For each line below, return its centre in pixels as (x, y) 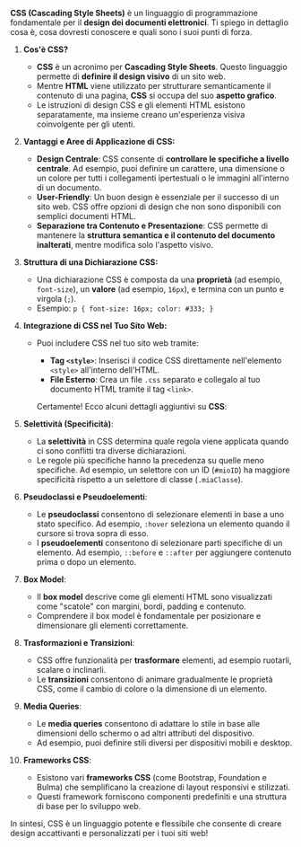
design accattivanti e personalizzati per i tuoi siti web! (109, 833)
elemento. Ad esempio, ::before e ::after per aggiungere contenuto (164, 552)
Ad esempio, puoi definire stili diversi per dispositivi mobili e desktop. (164, 743)
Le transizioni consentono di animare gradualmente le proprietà (155, 679)
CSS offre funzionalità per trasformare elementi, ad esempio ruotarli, (164, 660)
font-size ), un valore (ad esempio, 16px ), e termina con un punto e (160, 289)
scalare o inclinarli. (71, 670)
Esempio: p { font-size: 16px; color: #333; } (125, 308)
